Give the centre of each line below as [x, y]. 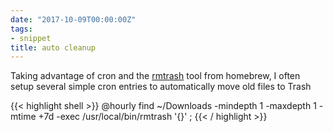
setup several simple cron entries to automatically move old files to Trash [161, 87]
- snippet [31, 38]
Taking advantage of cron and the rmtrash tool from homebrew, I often [155, 76]
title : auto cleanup [53, 47]
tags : [21, 29]
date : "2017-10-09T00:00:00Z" [73, 19]
